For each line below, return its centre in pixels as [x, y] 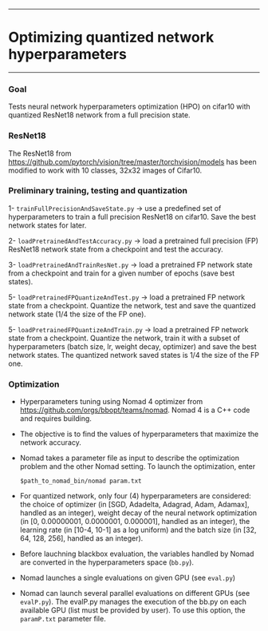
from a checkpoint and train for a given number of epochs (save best [122, 273]
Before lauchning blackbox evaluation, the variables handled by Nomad [137, 554]
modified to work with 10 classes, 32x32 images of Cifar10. [105, 170]
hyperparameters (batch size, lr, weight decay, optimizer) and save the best [132, 346]
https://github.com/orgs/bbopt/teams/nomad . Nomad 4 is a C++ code [135, 410]
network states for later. [47, 225]
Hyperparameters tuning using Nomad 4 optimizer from [111, 402]
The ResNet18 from [40, 153]
